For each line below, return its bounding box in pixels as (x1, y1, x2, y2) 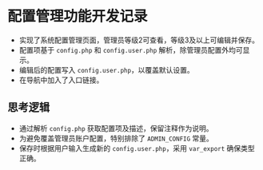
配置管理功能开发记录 (7, 7, 149, 26)
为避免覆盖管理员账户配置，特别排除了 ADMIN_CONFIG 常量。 (18, 133, 213, 143)
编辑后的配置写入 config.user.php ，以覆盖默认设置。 (18, 65, 195, 74)
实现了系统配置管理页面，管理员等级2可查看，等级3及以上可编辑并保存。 (18, 35, 259, 45)
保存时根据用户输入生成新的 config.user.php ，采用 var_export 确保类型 (18, 143, 255, 152)
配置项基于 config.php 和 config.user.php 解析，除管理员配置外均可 (18, 45, 243, 54)
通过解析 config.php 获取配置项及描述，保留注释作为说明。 (18, 123, 213, 132)
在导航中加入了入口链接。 (18, 75, 104, 85)
